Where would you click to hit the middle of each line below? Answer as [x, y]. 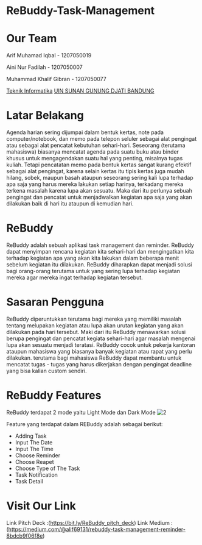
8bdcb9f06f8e [25, 536]
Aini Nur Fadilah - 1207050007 [45, 67]
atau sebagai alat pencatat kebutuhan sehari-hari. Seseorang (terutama [96, 145]
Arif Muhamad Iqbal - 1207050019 [49, 55]
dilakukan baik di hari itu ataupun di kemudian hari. [70, 204]
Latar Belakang [45, 116]
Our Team [32, 39]
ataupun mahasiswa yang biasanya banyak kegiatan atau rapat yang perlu [99, 351]
